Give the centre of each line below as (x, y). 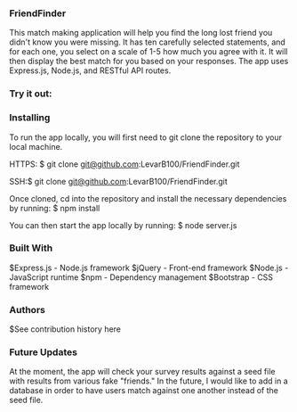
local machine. (36, 146)
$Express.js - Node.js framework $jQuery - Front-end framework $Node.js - (149, 268)
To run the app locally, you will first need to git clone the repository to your (146, 137)
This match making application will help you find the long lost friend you (141, 33)
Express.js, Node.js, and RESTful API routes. (90, 70)
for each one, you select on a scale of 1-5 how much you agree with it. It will (148, 52)
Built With (31, 248)
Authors (28, 309)
